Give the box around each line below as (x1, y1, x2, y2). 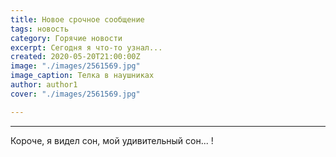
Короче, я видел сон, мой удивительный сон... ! (10, 134, 214, 146)
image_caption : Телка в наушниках (10, 71, 155, 81)
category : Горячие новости (10, 33, 123, 43)
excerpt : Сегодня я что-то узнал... (10, 42, 163, 53)
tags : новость (10, 24, 70, 34)
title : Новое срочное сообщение (10, 14, 145, 25)
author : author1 (10, 80, 78, 90)
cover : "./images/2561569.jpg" (10, 89, 141, 99)
